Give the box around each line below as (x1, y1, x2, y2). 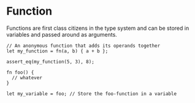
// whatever (12, 74, 43, 80)
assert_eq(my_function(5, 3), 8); (6, 59, 95, 65)
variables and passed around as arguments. (6, 30, 118, 38)
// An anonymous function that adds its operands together (6, 43, 161, 49)
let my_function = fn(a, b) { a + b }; (6, 48, 109, 54)
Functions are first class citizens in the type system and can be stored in (6, 24, 189, 32)
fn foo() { (6, 69, 34, 76)
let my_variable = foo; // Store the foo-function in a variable (6, 90, 177, 97)
